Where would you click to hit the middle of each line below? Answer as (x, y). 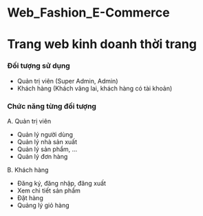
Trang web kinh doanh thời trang (102, 45)
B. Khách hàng (28, 170)
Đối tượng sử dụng (39, 66)
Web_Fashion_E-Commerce (88, 13)
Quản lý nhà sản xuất (47, 141)
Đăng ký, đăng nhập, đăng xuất (62, 183)
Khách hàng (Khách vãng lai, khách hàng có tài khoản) (95, 88)
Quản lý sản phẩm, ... (47, 149)
